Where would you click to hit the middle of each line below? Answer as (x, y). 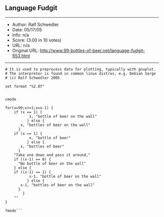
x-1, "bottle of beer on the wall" (65, 176)
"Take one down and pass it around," (52, 155)
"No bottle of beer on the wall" (52, 164)
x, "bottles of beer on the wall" (55, 125)
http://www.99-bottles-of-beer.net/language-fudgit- (92, 50)
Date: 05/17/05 (27, 29)
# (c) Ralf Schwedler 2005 (32, 78)
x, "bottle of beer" (50, 138)
